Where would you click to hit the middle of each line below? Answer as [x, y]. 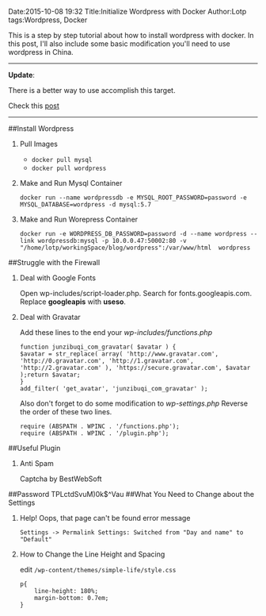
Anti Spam [36, 463]
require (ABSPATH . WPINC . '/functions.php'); [99, 426]
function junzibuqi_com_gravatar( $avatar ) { [98, 347]
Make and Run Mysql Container [71, 183]
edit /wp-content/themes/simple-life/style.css [98, 570]
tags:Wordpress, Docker [48, 20]
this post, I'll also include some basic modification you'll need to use [120, 44]
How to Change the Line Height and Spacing [92, 554]
